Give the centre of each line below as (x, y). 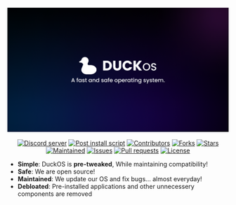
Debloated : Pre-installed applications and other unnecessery (106, 186)
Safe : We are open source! (56, 171)
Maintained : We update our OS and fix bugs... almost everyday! (110, 178)
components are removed (55, 194)
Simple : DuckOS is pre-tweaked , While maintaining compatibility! (113, 164)
